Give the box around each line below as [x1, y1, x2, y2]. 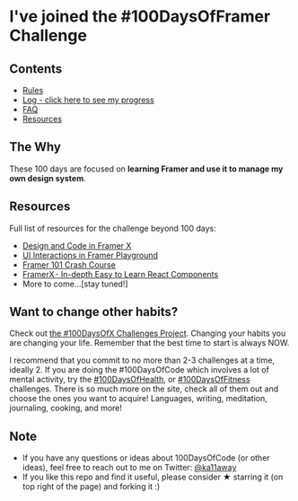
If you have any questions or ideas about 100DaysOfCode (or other [22, 453, 271, 463]
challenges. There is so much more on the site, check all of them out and [9, 383, 279, 394]
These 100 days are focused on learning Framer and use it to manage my [9, 163, 284, 174]
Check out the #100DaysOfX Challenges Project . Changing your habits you [9, 328, 286, 338]
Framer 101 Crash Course [22, 259, 117, 270]
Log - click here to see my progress [22, 94, 154, 105]
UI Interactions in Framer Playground [22, 250, 159, 260]
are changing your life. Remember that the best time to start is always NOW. [9, 338, 290, 348]
